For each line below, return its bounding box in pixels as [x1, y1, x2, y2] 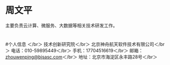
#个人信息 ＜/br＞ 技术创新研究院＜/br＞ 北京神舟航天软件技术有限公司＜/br [5, 41, 165, 47]
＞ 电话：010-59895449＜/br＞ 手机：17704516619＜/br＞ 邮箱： [5, 48, 143, 54]
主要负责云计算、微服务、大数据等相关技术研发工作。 [5, 22, 118, 28]
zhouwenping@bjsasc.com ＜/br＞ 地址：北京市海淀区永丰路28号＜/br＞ [5, 54, 158, 60]
